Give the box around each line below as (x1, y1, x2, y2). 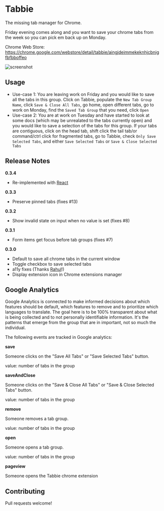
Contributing (5, 487, 45, 495)
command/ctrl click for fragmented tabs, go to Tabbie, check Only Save (12, 133, 156, 139)
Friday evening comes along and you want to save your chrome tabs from (5, 29, 154, 35)
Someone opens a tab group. (5, 444, 64, 451)
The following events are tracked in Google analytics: (5, 334, 113, 340)
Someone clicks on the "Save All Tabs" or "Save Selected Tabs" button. (5, 353, 149, 360)
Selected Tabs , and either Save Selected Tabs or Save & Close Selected (12, 138, 158, 144)
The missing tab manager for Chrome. (5, 20, 82, 26)
